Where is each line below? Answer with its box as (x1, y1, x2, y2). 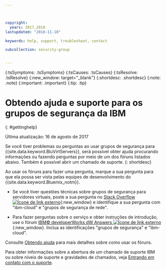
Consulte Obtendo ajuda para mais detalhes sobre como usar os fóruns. (5, 239, 152, 245)
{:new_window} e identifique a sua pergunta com (60, 199, 161, 205)
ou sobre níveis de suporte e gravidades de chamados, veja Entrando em (5, 254, 155, 260)
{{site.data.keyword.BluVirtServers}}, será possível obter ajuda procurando (5, 149, 159, 155)
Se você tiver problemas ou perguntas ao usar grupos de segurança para (5, 143, 155, 149)
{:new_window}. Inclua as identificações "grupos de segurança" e (12, 225, 148, 230)
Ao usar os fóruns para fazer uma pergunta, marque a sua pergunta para (5, 169, 154, 175)
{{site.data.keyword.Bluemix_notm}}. (5, 179, 80, 185)
